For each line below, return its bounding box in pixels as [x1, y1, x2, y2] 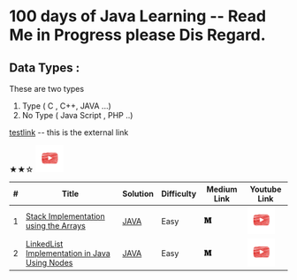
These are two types [9, 84, 85, 94]
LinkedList [26, 238, 64, 249]
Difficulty [161, 188, 197, 199]
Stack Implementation [26, 211, 106, 222]
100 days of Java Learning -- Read [9, 6, 267, 26]
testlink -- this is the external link [9, 127, 129, 138]
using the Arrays [26, 221, 86, 231]
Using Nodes [26, 258, 73, 268]
